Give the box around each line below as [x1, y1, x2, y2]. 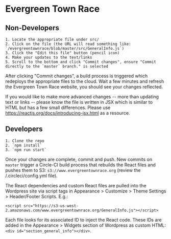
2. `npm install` [5, 143, 42, 148]
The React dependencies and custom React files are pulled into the [5, 182, 146, 188]
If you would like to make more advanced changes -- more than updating [5, 94, 159, 100]
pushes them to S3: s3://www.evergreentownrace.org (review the [5, 167, 141, 173]
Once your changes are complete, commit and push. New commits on [5, 156, 152, 162]
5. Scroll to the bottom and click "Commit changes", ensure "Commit [5, 59, 157, 64]
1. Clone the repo [5, 138, 44, 143]
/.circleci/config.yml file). [5, 172, 58, 179]
